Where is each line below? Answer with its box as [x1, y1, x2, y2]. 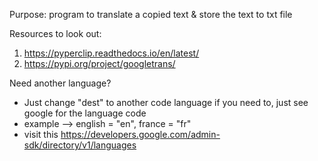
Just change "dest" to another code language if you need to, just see [23, 97, 309, 108]
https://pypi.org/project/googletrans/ [23, 58, 176, 69]
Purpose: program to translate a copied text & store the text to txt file [9, 9, 293, 20]
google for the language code [23, 107, 147, 119]
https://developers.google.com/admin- [60, 129, 221, 140]
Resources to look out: [9, 28, 102, 39]
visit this [23, 129, 59, 140]
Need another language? [9, 77, 112, 89]
